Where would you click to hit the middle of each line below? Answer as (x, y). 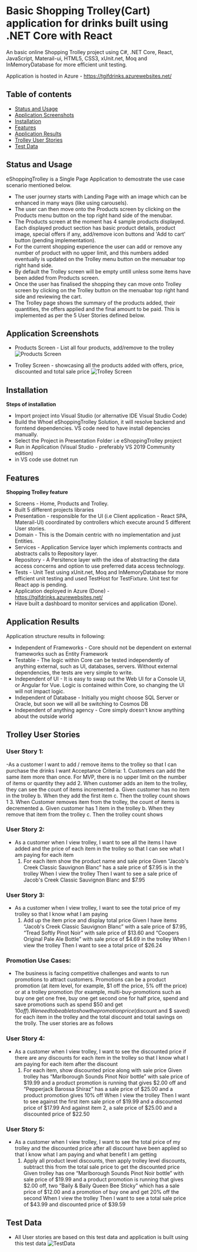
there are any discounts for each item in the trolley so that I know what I (101, 1057)
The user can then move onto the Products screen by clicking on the (98, 209)
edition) (24, 453)
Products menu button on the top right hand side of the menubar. (94, 215)
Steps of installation (31, 405)
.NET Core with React (59, 36)
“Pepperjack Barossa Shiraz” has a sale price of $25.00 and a (98, 1089)
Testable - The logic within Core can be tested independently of (92, 660)
